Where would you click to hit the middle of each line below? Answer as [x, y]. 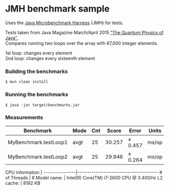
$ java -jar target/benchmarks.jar [43, 105]
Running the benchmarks [37, 95]
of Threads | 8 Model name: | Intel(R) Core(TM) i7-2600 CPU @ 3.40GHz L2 [84, 177]
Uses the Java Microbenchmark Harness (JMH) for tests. [64, 23]
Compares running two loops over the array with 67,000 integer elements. [82, 43]
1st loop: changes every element [39, 53]
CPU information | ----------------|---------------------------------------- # [84, 172]
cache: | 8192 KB [23, 183]
